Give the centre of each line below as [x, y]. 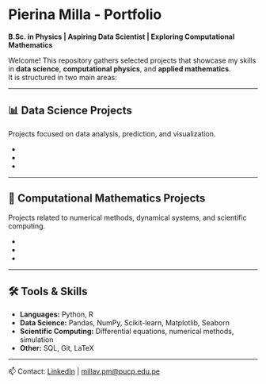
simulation [36, 340]
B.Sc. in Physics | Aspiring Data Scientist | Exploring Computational [122, 36]
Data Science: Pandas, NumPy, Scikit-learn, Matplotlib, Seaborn [124, 323]
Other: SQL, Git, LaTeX [57, 348]
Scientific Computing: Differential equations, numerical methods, [127, 332]
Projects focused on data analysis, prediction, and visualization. [112, 133]
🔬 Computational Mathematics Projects [107, 199]
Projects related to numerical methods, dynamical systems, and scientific [127, 217]
